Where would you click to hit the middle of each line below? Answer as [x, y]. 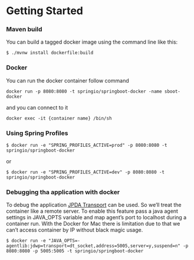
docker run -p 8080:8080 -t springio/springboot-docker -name [84, 91]
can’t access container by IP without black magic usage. [75, 230]
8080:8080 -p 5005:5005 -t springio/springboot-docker [75, 251]
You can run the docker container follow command [68, 80]
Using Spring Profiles [37, 133]
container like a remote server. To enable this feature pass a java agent [92, 211]
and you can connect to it [37, 107]
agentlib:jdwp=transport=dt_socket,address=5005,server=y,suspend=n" [93, 246]
